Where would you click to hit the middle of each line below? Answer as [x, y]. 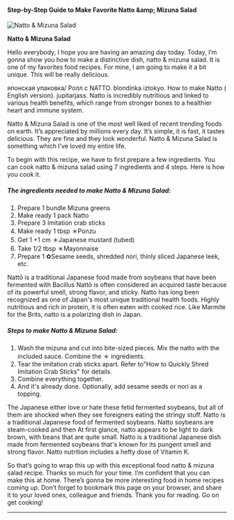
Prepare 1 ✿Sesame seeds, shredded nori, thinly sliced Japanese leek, [118, 257]
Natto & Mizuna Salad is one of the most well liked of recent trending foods [115, 124]
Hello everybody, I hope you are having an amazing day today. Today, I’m [112, 52]
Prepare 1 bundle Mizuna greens [64, 208]
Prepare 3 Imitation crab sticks [61, 223]
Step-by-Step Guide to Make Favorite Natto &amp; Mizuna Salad [102, 10]
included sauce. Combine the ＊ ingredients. [81, 357]
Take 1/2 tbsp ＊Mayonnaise [58, 248]
